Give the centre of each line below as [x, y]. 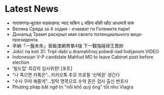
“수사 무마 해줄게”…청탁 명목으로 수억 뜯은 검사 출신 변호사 [70, 81]
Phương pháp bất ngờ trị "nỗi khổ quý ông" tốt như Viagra [73, 87]
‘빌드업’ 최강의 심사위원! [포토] [42, 68]
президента [25, 39]
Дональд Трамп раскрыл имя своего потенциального [71, 34]
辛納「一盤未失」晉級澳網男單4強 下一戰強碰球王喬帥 [68, 45]
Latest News [32, 9]
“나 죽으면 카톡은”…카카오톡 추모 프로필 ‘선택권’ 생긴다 [66, 75]
